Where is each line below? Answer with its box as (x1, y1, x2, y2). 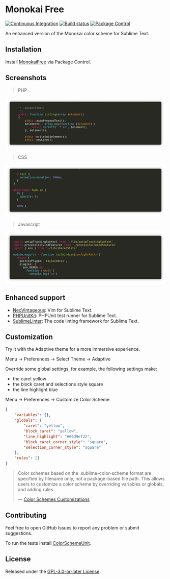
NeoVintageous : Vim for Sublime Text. (12, 307, 93, 313)
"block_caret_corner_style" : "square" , (23, 439, 108, 445)
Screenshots (5, 74, 47, 82)
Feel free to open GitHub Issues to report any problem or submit (5, 524, 139, 530)
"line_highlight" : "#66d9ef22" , (23, 434, 93, 439)
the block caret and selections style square (12, 381, 103, 388)
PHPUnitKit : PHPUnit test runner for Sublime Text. (12, 312, 117, 319)
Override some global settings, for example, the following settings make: (5, 366, 157, 372)
